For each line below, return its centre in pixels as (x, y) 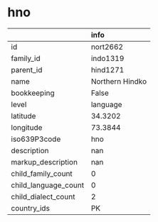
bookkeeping (33, 93)
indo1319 (107, 58)
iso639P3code (36, 139)
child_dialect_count (43, 196)
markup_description (44, 162)
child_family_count (42, 173)
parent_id (27, 70)
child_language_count (47, 185)
